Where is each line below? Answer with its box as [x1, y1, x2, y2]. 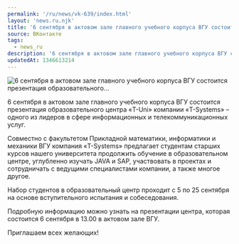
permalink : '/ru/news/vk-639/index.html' [7, 10, 132, 18]
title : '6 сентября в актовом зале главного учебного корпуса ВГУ [7, 23, 208, 31]
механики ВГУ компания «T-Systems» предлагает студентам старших [7, 142, 221, 150]
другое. [7, 171, 31, 180]
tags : [7, 37, 23, 44]
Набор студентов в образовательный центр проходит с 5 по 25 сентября [7, 186, 230, 194]
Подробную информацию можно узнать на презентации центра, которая [7, 207, 230, 216]
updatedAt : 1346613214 [7, 57, 75, 64]
